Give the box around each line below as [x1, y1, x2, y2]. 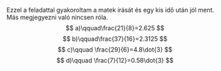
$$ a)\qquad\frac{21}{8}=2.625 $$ [65, 24, 165, 32]
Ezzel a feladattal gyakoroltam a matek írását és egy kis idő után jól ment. [6, 6, 215, 14]
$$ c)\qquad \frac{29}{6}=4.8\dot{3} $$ [57, 45, 173, 54]
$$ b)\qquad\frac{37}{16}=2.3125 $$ [62, 34, 168, 43]
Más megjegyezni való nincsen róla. [6, 13, 108, 21]
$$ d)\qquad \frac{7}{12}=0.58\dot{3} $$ [56, 57, 173, 64]
